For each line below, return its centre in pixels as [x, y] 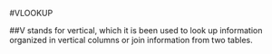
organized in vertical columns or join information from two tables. [131, 40]
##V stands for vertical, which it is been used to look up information [136, 30]
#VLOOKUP [31, 13]
